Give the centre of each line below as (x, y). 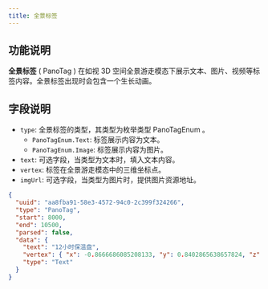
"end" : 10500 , (39, 225)
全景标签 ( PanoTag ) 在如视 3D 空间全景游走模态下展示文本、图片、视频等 (131, 71)
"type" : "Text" (48, 263)
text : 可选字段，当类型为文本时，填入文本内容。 (99, 160)
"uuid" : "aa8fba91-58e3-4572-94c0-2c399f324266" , (100, 203)
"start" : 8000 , (41, 218)
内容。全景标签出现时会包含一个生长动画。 (85, 81)
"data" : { (32, 240)
